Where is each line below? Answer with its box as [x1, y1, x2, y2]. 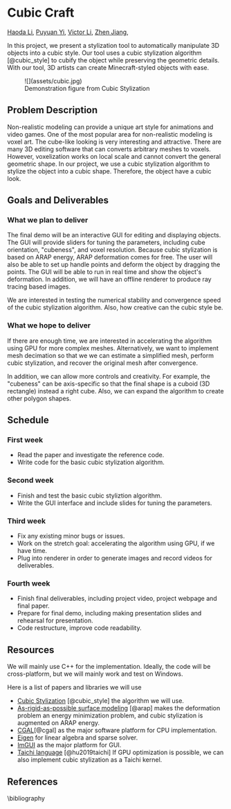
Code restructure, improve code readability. [17, 624, 142, 632]
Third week [7, 516, 46, 525]
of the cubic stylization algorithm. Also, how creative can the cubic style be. [7, 303, 223, 312]
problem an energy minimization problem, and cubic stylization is [17, 711, 203, 719]
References [7, 776, 58, 787]
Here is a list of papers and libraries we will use [7, 683, 142, 692]
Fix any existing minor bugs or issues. [17, 532, 125, 540]
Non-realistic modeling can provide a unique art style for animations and [7, 123, 214, 131]
